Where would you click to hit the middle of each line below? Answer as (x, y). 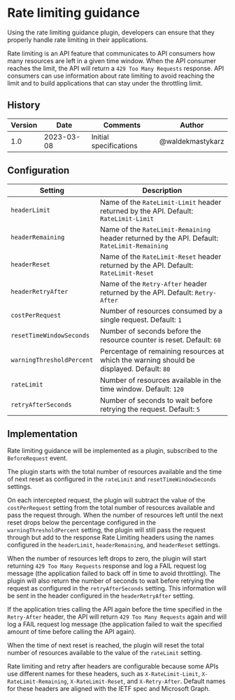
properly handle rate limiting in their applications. (78, 39)
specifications (114, 145)
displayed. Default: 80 (135, 368)
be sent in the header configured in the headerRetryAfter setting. (101, 596)
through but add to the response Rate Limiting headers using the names (111, 537)
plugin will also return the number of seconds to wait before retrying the (111, 581)
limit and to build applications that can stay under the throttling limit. (105, 83)
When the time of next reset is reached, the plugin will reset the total (106, 645)
